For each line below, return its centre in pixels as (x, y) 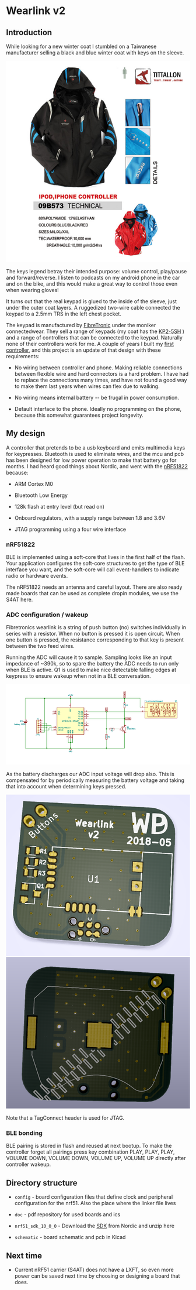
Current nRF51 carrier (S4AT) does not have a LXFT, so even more (94, 1270)
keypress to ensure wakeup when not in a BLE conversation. (78, 676)
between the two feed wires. (40, 646)
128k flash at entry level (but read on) (60, 506)
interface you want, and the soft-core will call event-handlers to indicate (93, 569)
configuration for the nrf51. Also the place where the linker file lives (95, 1203)
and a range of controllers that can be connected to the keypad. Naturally (94, 337)
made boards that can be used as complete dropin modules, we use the (92, 593)
